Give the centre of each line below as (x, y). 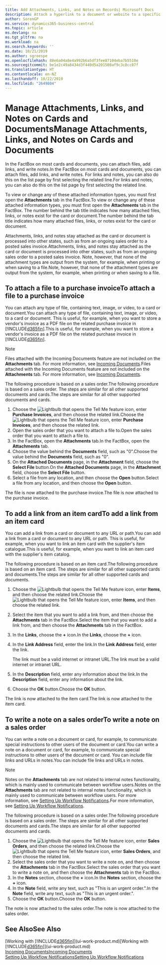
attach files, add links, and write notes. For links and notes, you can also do (82, 174)
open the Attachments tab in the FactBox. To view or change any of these (80, 200)
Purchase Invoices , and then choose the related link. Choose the (78, 415)
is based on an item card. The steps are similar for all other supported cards (83, 569)
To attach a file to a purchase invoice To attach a (80, 288)
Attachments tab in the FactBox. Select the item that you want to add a (84, 620)
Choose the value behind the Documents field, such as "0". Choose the (85, 452)
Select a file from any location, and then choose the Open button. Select (85, 478)
